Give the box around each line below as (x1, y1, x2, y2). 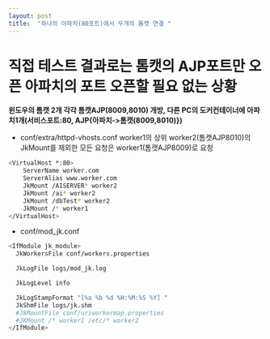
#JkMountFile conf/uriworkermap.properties (15, 309, 164, 317)
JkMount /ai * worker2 (23, 189, 95, 197)
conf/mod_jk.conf (19, 226, 80, 236)
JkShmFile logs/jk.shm (15, 301, 92, 309)
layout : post (8, 11, 53, 20)
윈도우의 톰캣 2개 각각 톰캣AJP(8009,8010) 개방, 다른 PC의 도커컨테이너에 (8, 105, 246, 115)
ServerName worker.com (23, 167, 99, 175)
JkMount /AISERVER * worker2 (23, 182, 117, 191)
